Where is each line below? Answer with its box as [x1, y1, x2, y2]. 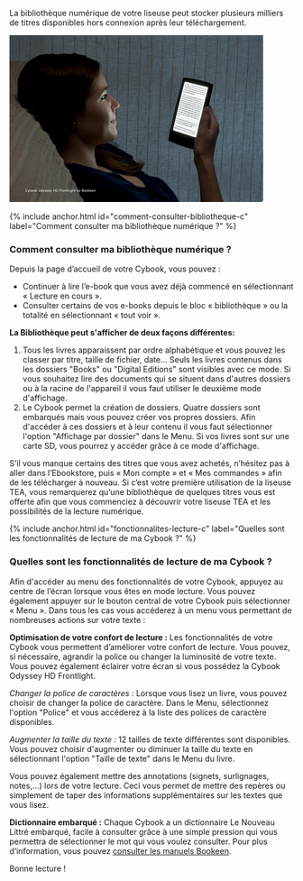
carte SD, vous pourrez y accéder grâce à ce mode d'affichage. [22, 441, 260, 452]
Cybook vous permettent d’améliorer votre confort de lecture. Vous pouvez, [9, 641, 290, 652]
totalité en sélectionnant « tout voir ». [22, 310, 161, 321]
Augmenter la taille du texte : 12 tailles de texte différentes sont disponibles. [9, 734, 291, 745]
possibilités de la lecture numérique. [9, 506, 144, 517]
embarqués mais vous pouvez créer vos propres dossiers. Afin [22, 412, 256, 423]
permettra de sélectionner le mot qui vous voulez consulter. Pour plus [9, 836, 268, 847]
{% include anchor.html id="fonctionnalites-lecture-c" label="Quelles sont [9, 523, 286, 535]
